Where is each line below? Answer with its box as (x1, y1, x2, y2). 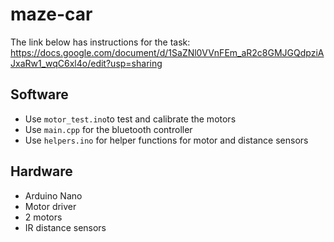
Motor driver (24, 200, 77, 212)
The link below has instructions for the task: (10, 36, 191, 48)
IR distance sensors (24, 221, 107, 233)
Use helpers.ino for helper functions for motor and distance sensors (24, 134, 309, 146)
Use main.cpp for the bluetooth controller (24, 123, 193, 135)
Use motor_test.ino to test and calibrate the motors (24, 113, 237, 125)
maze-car (10, 3, 93, 26)
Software (10, 86, 69, 103)
